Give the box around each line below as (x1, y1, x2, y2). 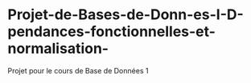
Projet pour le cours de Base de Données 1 (7, 65, 149, 75)
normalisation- (7, 40, 109, 57)
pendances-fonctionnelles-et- (7, 22, 216, 41)
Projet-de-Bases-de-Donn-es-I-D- (7, 6, 245, 24)
